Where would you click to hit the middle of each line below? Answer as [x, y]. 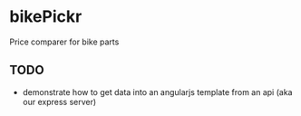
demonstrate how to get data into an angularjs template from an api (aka [157, 92]
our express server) [59, 101]
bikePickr [46, 17]
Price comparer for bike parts [64, 42]
